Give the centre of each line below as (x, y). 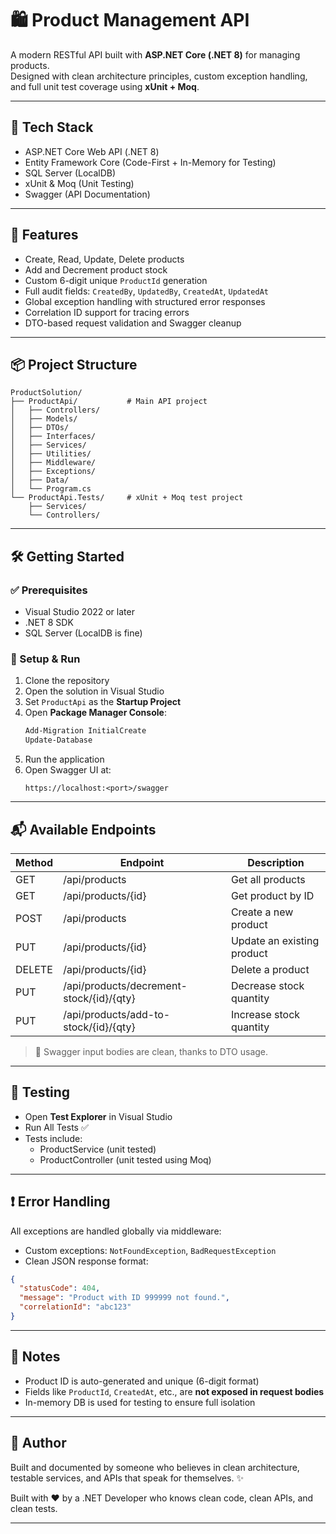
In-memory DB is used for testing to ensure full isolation (140, 1402)
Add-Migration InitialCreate (85, 731)
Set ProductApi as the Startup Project (103, 702)
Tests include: (53, 1138)
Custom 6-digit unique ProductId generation (116, 280)
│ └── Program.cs (51, 489)
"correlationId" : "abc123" (75, 1307)
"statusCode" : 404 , (60, 1288)
